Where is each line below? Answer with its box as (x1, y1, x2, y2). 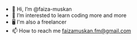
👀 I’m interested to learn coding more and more (11, 12, 127, 19)
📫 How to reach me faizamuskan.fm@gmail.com (11, 27, 132, 34)
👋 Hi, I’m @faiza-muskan (11, 6, 72, 12)
